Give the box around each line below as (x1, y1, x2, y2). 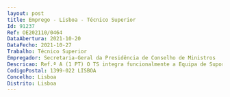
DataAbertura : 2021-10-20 (7, 36, 81, 42)
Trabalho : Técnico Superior (7, 48, 88, 55)
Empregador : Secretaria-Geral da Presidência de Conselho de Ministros (7, 55, 216, 61)
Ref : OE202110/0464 (7, 29, 63, 36)
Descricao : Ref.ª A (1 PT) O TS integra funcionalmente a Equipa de (7, 61, 207, 68)
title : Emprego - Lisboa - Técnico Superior (7, 16, 136, 23)
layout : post (7, 10, 44, 17)
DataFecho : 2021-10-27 (7, 42, 72, 48)
